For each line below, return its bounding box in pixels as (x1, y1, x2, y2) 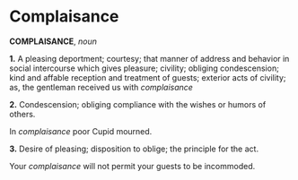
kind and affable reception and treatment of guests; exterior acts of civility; (9, 72, 286, 82)
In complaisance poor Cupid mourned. (9, 125, 153, 136)
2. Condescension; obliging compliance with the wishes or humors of (9, 99, 267, 109)
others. (9, 108, 36, 119)
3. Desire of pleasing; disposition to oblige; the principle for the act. (9, 143, 259, 154)
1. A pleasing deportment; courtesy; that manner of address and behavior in (9, 53, 290, 64)
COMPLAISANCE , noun (9, 36, 97, 47)
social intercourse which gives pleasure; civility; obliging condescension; (9, 63, 280, 73)
